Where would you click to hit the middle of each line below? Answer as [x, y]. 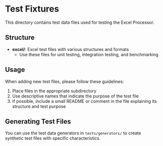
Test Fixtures [32, 9]
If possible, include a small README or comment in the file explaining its [84, 101]
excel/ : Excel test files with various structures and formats [70, 49]
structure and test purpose [39, 106]
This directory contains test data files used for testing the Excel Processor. [80, 22]
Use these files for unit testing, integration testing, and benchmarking [89, 54]
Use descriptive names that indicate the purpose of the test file [75, 96]
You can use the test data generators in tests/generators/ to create [73, 133]
